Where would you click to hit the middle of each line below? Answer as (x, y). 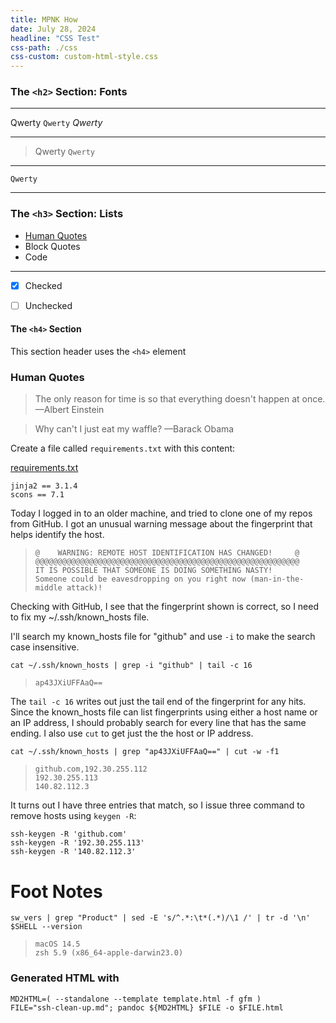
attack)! (84, 588)
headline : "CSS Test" (55, 38)
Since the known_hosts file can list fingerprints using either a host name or (164, 712)
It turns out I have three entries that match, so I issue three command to (157, 805)
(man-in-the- (277, 579)
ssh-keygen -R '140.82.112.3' (73, 852)
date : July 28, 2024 (53, 29)
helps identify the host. (57, 535)
